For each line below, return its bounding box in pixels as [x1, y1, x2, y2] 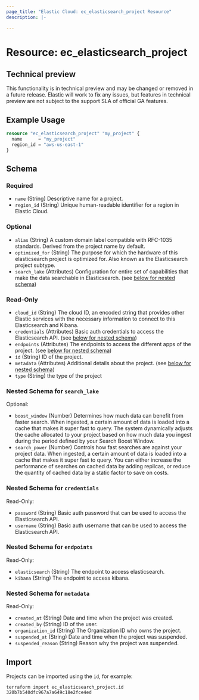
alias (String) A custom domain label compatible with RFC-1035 [14, 236, 173, 243]
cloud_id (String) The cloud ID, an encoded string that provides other [14, 309, 185, 316]
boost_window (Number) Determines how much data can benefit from [14, 412, 184, 419]
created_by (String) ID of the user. [14, 621, 98, 628]
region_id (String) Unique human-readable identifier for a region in [14, 201, 179, 209]
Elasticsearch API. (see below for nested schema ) [14, 334, 137, 341]
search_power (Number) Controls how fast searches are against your [14, 444, 182, 451]
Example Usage [6, 114, 66, 125]
